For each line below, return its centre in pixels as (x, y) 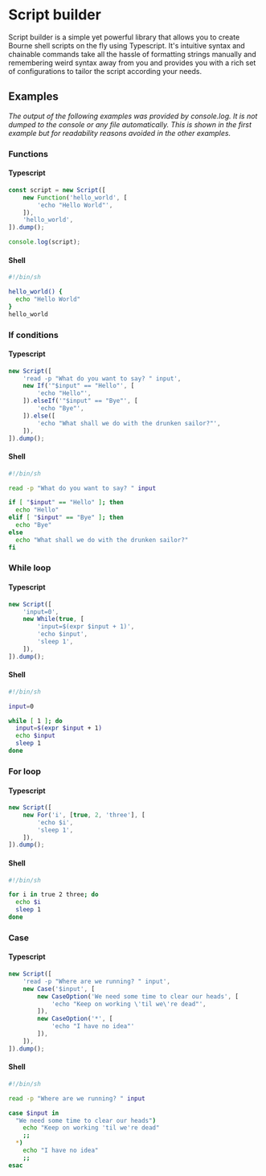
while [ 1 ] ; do (35, 721)
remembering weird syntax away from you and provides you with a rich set (132, 63)
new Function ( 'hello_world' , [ (75, 197)
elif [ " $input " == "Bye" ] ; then (66, 518)
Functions (28, 154)
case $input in (34, 1113)
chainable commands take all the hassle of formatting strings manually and (133, 54)
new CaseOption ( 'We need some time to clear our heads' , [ (138, 996)
